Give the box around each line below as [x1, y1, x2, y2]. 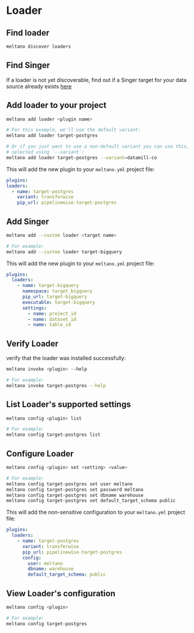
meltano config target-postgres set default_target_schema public [6, 498, 176, 504]
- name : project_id [28, 310, 77, 316]
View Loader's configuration [6, 588, 116, 599]
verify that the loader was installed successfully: [6, 354, 126, 362]
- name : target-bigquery [17, 283, 79, 289]
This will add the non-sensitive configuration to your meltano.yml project [6, 509, 186, 516]
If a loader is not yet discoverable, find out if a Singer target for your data [6, 76, 187, 83]
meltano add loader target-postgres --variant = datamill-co [6, 154, 157, 160]
